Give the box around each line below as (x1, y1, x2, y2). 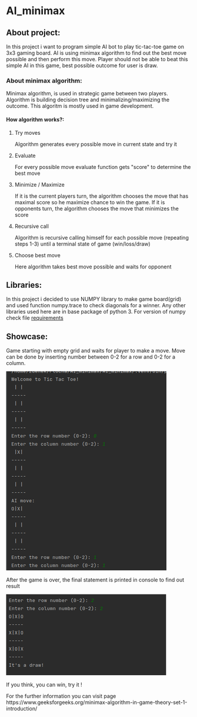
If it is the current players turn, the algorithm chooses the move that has (14, 192, 189, 200)
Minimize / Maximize (14, 181, 65, 188)
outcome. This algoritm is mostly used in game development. (6, 102, 154, 109)
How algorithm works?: (6, 116, 65, 123)
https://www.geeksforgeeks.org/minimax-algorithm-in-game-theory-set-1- (6, 699, 188, 706)
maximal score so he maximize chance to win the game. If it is (14, 198, 165, 205)
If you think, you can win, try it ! (6, 681, 82, 688)
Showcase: (6, 331, 48, 341)
